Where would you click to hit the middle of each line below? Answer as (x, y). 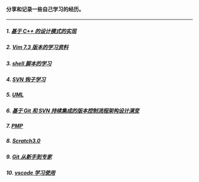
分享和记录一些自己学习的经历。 (45, 9)
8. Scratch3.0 (23, 141)
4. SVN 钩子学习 (26, 79)
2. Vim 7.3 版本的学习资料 (37, 47)
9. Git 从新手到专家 (29, 156)
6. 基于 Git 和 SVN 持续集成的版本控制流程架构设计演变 (73, 111)
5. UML (15, 95)
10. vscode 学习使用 (31, 173)
